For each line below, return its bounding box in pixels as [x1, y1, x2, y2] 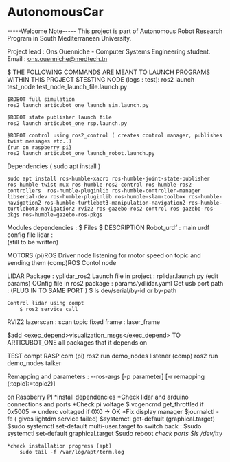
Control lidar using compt [7, 299, 84, 306]
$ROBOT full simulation [7, 95, 76, 103]
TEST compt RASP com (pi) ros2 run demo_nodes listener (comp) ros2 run [7, 351, 218, 360]
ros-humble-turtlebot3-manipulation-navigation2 [43, 199, 186, 206]
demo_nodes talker [7, 358, 62, 367]
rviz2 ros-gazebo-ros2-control [78, 205, 168, 212]
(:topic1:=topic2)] [7, 379, 56, 388]
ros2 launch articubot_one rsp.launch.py [7, 119, 128, 127]
